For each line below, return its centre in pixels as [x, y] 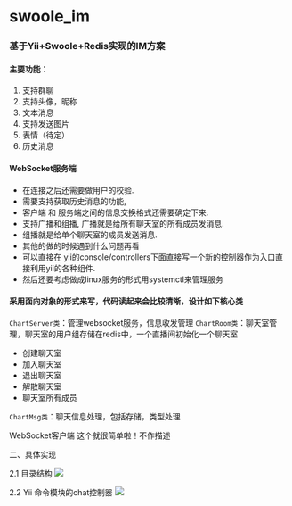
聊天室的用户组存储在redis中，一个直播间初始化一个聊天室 [131, 334]
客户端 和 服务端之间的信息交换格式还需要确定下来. [115, 212]
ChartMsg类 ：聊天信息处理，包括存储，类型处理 [95, 416]
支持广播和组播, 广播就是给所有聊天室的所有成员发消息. [123, 223]
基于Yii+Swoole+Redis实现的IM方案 [87, 46]
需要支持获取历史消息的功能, [74, 201]
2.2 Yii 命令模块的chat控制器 [61, 492]
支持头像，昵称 [49, 102]
